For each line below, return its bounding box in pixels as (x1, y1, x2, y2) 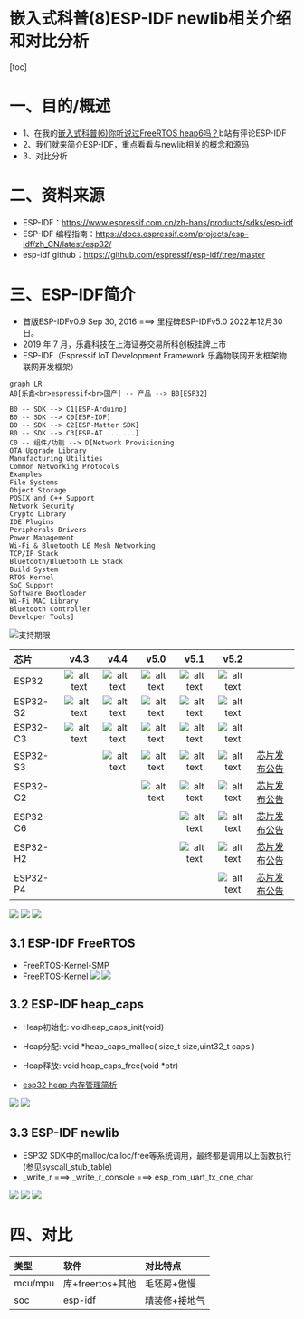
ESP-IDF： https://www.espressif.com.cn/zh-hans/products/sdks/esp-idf (22, 216, 294, 227)
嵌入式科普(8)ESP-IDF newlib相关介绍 (9, 8, 292, 29)
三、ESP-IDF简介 (9, 284, 136, 304)
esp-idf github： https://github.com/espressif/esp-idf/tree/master (22, 249, 266, 260)
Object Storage (9, 485, 67, 494)
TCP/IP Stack (9, 549, 59, 558)
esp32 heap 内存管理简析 (22, 1079, 118, 1091)
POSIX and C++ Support (9, 493, 95, 502)
